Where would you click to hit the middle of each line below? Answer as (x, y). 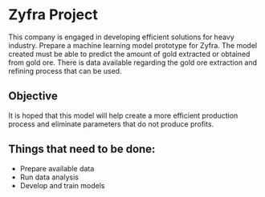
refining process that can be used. (65, 70)
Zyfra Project (53, 15)
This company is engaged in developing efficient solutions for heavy (121, 37)
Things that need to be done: (82, 149)
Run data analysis (49, 177)
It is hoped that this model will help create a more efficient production (123, 115)
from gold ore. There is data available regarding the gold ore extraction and (133, 62)
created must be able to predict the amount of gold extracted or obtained (129, 54)
